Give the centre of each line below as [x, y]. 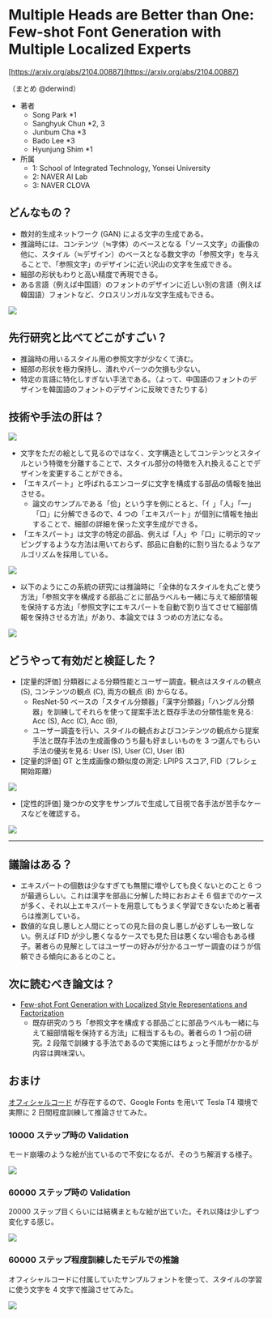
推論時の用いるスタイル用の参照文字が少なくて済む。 [109, 359]
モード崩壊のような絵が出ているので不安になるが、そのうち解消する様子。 [132, 1154]
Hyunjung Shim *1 [62, 149]
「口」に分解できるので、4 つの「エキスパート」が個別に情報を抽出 [145, 514]
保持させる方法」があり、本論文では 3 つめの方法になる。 [131, 617]
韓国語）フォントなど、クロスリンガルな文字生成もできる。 [119, 294]
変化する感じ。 [33, 1222]
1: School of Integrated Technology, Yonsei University [121, 168]
